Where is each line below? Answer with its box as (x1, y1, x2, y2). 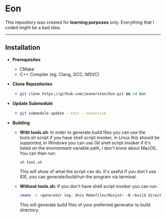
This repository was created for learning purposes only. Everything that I (5, 19, 154, 25)
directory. (19, 207, 40, 213)
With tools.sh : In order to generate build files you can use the (19, 129, 146, 135)
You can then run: (19, 150, 56, 156)
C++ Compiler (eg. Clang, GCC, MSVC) (19, 71, 100, 77)
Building (12, 119, 30, 126)
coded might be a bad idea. (5, 24, 61, 30)
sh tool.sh (19, 160, 42, 165)
